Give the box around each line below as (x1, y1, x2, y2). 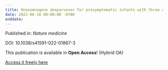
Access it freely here (5, 59, 48, 65)
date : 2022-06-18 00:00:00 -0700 (5, 12, 75, 17)
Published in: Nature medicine (5, 30, 67, 36)
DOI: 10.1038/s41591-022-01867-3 (5, 40, 76, 46)
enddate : (5, 16, 23, 21)
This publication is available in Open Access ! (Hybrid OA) (5, 49, 124, 55)
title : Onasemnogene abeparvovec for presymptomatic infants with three (5, 7, 160, 12)
